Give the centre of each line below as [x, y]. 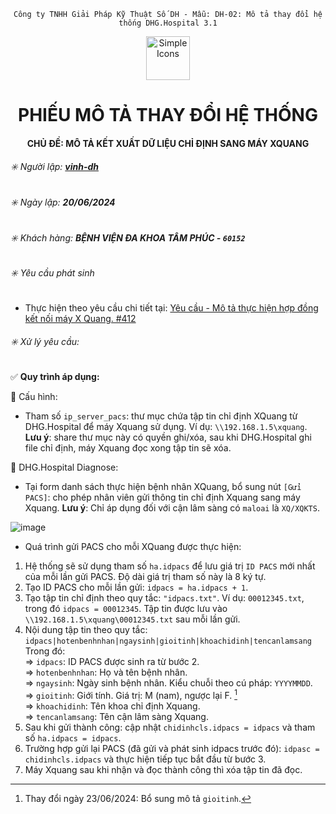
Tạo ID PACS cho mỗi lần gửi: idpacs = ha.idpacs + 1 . [136, 587]
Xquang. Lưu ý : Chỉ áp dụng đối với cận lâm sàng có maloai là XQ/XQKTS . [172, 508]
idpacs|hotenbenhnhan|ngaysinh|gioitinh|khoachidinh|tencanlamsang [168, 641]
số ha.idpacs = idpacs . [73, 737]
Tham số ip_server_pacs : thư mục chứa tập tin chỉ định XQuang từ [161, 416]
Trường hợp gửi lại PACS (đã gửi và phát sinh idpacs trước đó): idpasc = [172, 748]
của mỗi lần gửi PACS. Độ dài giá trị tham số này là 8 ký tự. [145, 577]
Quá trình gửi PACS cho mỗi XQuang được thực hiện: [133, 547]
